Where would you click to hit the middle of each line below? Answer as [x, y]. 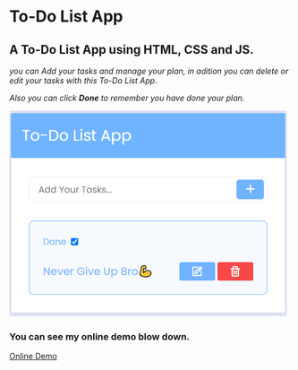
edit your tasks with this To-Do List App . [84, 81]
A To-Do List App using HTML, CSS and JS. [132, 50]
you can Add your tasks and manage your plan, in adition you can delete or [149, 71]
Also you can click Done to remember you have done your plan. [127, 98]
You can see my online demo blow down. [100, 336]
